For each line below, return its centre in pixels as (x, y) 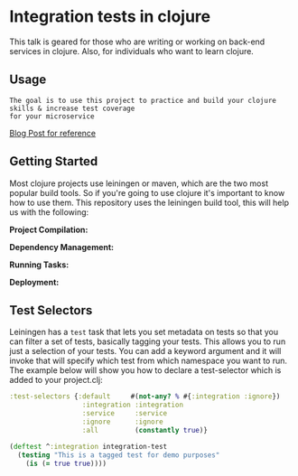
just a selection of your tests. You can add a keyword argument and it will (145, 351)
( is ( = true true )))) (66, 463)
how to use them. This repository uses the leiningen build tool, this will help (149, 202)
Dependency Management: (62, 247)
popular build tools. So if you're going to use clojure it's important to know (147, 192)
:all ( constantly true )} (144, 430)
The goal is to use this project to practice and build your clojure (143, 100)
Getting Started (54, 161)
